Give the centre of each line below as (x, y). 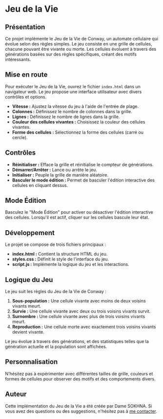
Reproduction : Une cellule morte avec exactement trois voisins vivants (84, 327)
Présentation (25, 27)
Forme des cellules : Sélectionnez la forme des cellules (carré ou (78, 132)
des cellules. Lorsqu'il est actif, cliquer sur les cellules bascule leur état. (77, 218)
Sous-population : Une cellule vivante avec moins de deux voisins (79, 301)
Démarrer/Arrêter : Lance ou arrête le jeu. (55, 170)
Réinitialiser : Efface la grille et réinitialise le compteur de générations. (83, 164)
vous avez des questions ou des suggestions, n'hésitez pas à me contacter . (81, 411)
